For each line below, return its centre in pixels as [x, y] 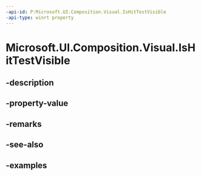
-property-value [37, 103]
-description [30, 83]
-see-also [25, 145]
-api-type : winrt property [40, 18]
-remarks [24, 124]
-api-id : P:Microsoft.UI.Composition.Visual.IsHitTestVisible [86, 12]
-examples [26, 165]
